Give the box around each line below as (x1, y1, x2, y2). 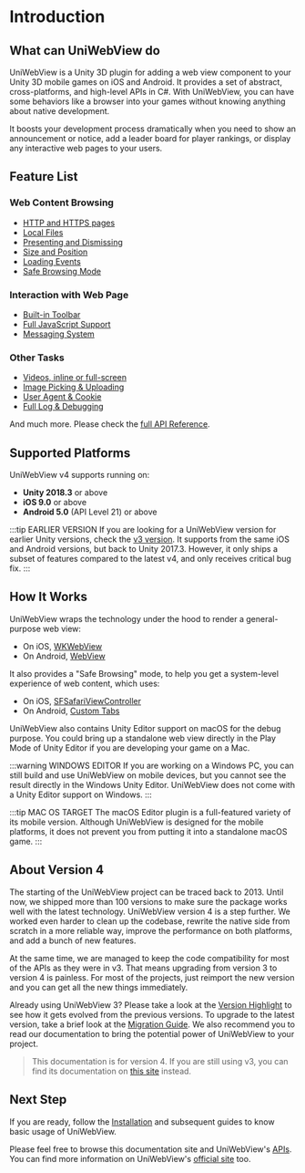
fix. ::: (9, 563, 31, 574)
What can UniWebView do (9, 43, 161, 58)
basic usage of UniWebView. (9, 1126, 117, 1137)
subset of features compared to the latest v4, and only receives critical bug (9, 554, 291, 565)
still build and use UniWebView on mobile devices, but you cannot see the (9, 769, 287, 781)
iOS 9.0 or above (22, 497, 87, 508)
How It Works (9, 589, 88, 605)
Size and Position (22, 246, 88, 257)
